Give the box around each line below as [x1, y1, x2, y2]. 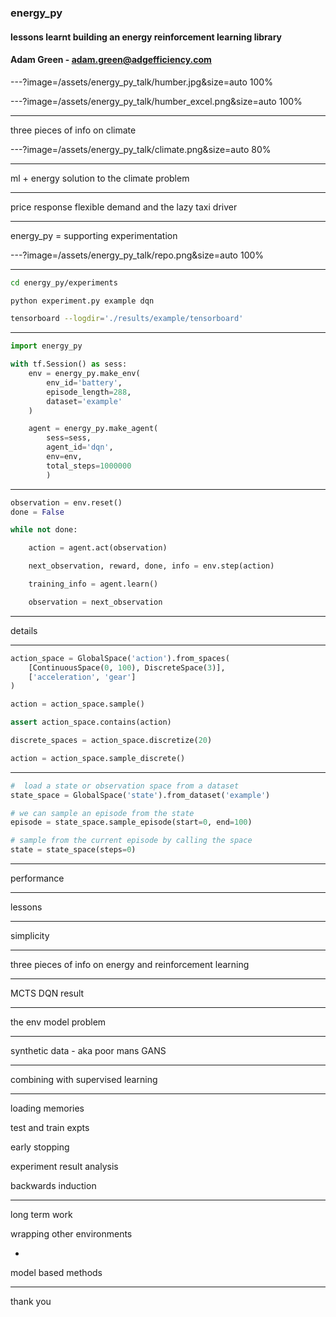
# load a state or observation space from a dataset [10, 781, 240, 791]
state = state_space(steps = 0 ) [10, 845, 137, 855]
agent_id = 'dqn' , [46, 442, 114, 453]
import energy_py [10, 341, 83, 351]
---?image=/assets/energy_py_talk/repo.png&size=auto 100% [10, 249, 265, 261]
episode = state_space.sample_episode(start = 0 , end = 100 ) [10, 817, 253, 828]
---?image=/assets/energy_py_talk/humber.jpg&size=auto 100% [10, 76, 273, 88]
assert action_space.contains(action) [10, 717, 172, 728]
